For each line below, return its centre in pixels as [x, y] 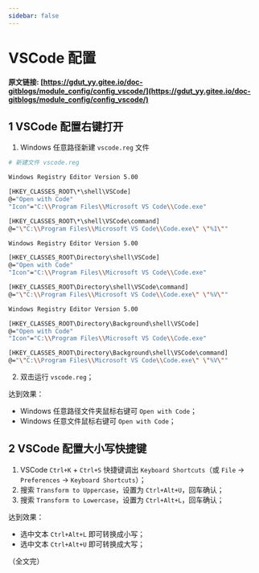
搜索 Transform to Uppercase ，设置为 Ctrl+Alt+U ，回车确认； [122, 489]
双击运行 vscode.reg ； [57, 377]
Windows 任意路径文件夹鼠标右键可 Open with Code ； [108, 411]
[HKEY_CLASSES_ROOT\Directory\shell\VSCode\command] [99, 287]
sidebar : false [34, 16]
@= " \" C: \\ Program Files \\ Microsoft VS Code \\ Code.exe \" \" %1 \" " [118, 229]
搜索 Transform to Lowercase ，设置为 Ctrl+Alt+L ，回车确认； [122, 500]
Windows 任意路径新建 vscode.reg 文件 [85, 147]
